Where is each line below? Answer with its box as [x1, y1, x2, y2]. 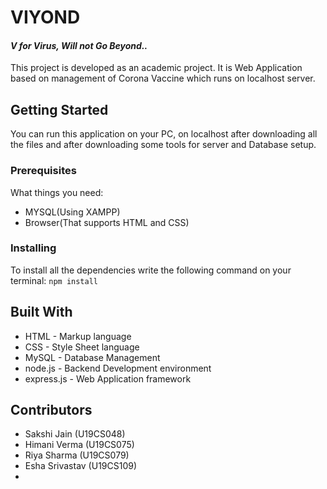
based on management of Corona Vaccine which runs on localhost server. [10, 72, 316, 85]
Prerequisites [10, 164, 77, 178]
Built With [10, 304, 73, 321]
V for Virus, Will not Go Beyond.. [10, 39, 148, 51]
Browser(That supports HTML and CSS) [24, 216, 190, 228]
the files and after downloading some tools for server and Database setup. [10, 139, 317, 151]
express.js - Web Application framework [24, 372, 192, 385]
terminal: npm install [10, 274, 98, 286]
